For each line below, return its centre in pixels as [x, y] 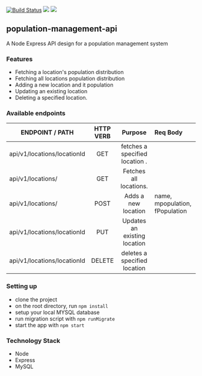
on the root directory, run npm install [61, 306]
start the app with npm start [50, 325]
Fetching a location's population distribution [69, 72]
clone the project [36, 299]
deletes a [134, 253]
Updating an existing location [51, 91]
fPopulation [171, 211]
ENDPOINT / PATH [47, 132]
